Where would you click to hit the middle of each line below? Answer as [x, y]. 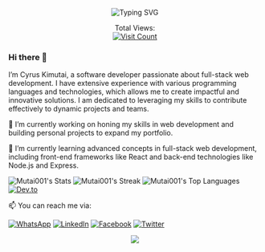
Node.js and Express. [43, 165]
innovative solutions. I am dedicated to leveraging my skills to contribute [128, 100]
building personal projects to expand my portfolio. [91, 133]
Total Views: [135, 28]
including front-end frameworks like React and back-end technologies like [131, 157]
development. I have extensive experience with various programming [122, 83]
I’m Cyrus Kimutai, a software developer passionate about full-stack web [128, 75]
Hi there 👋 [28, 57]
